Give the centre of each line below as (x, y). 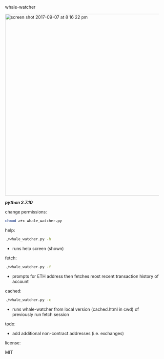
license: (13, 343)
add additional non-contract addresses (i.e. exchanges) (68, 333)
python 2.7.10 (19, 202)
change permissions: (26, 212)
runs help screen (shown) (38, 248)
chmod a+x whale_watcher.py (34, 221)
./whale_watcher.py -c (28, 300)
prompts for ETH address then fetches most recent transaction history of (85, 276)
